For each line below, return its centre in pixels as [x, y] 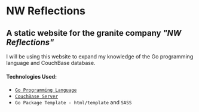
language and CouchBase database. [51, 63]
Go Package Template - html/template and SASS [73, 102]
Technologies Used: [32, 76]
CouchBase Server [36, 97]
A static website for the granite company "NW [94, 33]
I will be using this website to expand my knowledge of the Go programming [100, 57]
